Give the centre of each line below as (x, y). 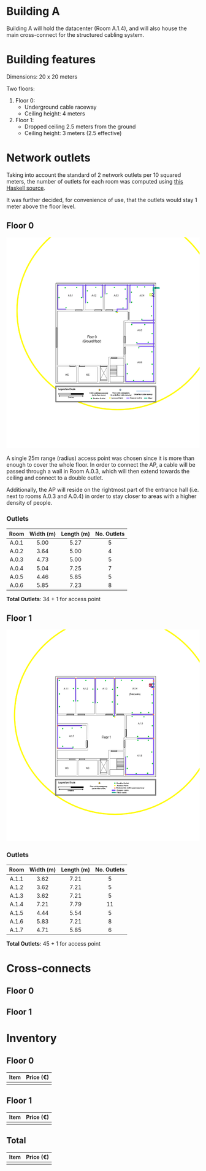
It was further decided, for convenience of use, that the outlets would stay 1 (102, 200)
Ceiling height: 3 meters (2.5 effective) (73, 133)
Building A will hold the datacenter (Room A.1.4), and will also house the (97, 28)
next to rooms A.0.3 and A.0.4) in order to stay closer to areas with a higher (101, 496)
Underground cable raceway (60, 107)
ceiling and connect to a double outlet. (55, 478)
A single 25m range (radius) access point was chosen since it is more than (101, 458)
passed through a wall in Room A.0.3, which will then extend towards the (98, 471)
